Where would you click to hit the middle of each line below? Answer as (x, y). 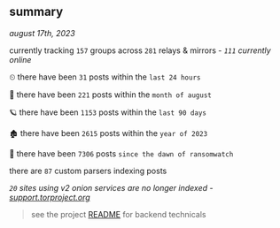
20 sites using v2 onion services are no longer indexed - (111, 187)
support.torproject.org (50, 197)
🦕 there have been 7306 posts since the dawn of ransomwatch (121, 153)
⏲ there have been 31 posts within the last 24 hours (105, 77)
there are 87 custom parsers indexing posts (88, 171)
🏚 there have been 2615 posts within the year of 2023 (109, 133)
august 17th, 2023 (42, 33)
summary (36, 12)
